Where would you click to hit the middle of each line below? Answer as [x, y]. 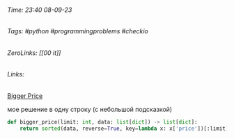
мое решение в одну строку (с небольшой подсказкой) [90, 109]
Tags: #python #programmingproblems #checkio [78, 31]
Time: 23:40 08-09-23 [40, 10]
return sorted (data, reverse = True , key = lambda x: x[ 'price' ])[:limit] [124, 129]
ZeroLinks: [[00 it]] [34, 53]
